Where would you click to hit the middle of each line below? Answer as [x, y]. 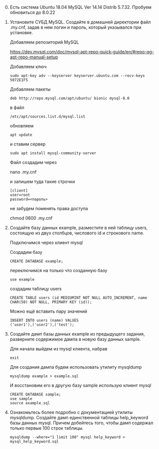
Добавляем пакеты [30, 89]
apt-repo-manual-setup [34, 57]
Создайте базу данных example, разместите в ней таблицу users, [79, 228]
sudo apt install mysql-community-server [53, 153]
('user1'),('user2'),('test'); [42, 325]
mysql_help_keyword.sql [34, 442]
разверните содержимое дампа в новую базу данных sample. [75, 339]
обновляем [21, 126]
